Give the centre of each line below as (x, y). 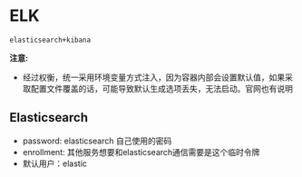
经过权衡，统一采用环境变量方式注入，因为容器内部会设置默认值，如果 (154, 77)
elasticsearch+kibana (50, 40)
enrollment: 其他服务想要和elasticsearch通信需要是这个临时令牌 (141, 152)
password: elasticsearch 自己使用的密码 (97, 141)
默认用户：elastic (55, 163)
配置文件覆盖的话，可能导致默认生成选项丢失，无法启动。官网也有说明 (161, 88)
